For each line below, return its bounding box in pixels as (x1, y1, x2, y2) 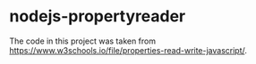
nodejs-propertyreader (9, 6, 186, 27)
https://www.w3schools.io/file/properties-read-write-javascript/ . (9, 44, 248, 55)
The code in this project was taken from (9, 36, 157, 46)
